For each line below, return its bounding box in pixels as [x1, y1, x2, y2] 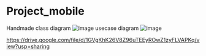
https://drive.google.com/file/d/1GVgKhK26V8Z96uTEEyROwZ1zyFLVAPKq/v [6, 36, 200, 43]
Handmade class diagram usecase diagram [6, 24, 139, 32]
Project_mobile [6, 4, 85, 18]
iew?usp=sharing [6, 43, 50, 50]
